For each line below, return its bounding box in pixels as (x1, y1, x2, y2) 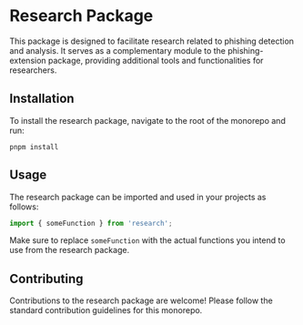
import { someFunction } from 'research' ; (9, 218, 173, 228)
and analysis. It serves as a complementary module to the (9, 45, 226, 56)
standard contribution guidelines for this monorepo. (9, 305, 203, 316)
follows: (9, 201, 39, 212)
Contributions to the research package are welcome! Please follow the (9, 295, 273, 306)
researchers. (9, 65, 57, 76)
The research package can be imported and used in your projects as (9, 191, 267, 202)
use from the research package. (9, 245, 130, 256)
